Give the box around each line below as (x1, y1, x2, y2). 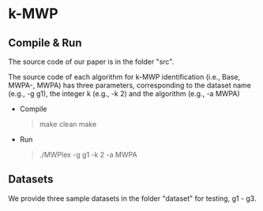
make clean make (39, 120, 97, 128)
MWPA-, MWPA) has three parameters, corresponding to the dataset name (8, 80, 251, 90)
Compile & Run (8, 36, 82, 50)
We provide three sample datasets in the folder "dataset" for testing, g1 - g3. (8, 194, 257, 203)
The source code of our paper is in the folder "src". (8, 57, 175, 66)
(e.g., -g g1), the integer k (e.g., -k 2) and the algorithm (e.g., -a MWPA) (8, 89, 241, 98)
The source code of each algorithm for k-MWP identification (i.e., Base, (8, 72, 241, 81)
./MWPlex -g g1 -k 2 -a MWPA (39, 150, 137, 159)
